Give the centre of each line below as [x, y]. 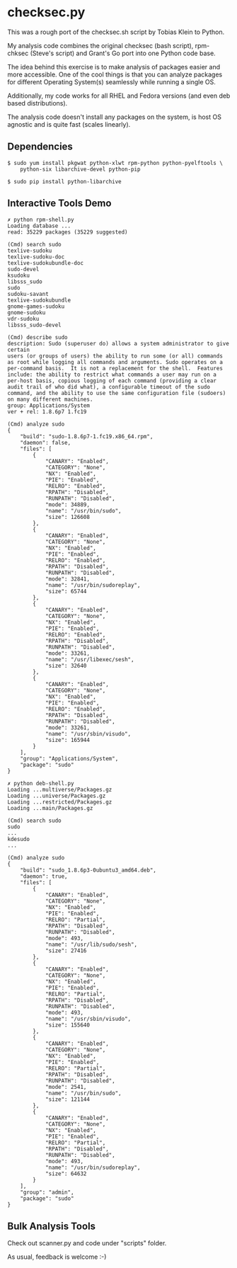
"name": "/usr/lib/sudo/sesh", [91, 944]
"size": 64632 [66, 1173]
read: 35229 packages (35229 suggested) [68, 232]
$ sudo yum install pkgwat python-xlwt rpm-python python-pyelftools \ [115, 163]
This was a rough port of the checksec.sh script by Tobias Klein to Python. [116, 32]
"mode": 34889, [68, 504]
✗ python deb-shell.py [41, 783]
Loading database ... [39, 226]
